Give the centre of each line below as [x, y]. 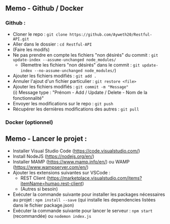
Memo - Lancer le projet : [46, 139]
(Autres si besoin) [39, 189]
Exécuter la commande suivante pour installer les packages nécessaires [89, 194]
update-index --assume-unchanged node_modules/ [64, 60]
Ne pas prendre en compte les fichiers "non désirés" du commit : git [86, 55]
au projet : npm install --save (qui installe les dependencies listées [84, 200]
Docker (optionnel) [29, 122]
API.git [21, 39]
